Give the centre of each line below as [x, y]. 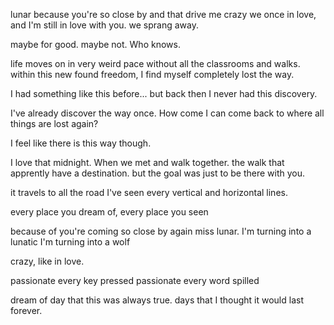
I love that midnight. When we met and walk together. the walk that [147, 162]
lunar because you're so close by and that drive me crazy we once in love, [163, 14]
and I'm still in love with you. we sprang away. [105, 25]
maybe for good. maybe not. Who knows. [95, 44]
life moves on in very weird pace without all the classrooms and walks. [155, 63]
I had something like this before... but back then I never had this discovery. [164, 93]
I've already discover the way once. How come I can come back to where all [167, 113]
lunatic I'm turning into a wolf [70, 242]
